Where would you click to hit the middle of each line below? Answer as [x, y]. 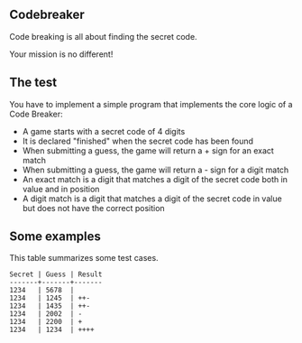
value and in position [61, 189]
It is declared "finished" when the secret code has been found [138, 141]
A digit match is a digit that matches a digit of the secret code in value [152, 199]
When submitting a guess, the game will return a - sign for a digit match [156, 170]
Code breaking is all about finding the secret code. [103, 36]
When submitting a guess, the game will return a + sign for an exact [148, 150]
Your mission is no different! [61, 54]
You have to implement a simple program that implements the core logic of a [151, 104]
